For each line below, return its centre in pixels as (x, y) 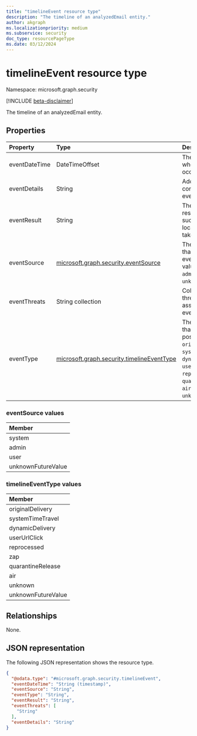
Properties (26, 130)
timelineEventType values (44, 484)
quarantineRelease (35, 567)
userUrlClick (26, 538)
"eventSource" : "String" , (43, 690)
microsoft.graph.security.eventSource (108, 263)
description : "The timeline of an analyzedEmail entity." (78, 17)
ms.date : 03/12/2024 (31, 45)
